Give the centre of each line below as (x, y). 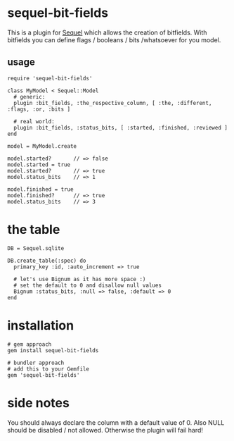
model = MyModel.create (42, 146)
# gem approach (30, 344)
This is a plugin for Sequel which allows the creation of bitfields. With (107, 32)
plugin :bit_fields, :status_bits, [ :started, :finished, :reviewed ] (121, 128)
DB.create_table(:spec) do (47, 261)
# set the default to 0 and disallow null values (87, 285)
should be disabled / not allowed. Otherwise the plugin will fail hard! (105, 430)
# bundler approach (36, 363)
